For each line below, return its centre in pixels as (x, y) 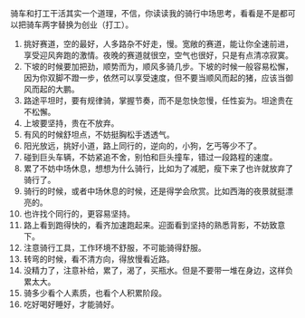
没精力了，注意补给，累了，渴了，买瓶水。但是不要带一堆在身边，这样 (154, 270)
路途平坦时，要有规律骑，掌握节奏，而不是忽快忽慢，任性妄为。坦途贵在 (158, 101)
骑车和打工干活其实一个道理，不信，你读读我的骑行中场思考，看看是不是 (145, 13)
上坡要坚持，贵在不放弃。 (71, 123)
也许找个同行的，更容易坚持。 (79, 214)
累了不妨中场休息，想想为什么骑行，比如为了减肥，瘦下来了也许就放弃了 (158, 169)
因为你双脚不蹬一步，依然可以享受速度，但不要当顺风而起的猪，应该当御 (158, 78)
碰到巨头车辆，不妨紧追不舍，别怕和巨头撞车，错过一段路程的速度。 (150, 157)
